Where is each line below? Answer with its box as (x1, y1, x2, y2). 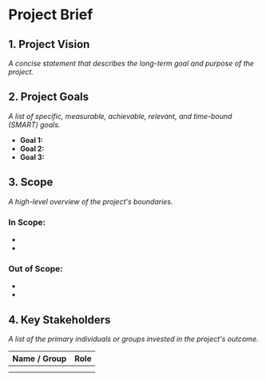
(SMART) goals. (8, 120, 61, 129)
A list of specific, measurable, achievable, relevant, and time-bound (8, 111, 232, 121)
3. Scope (8, 176, 54, 189)
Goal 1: (19, 135, 43, 145)
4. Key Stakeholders (8, 313, 111, 327)
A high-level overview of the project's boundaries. (8, 196, 173, 206)
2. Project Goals (8, 90, 89, 104)
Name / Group (12, 353, 67, 364)
